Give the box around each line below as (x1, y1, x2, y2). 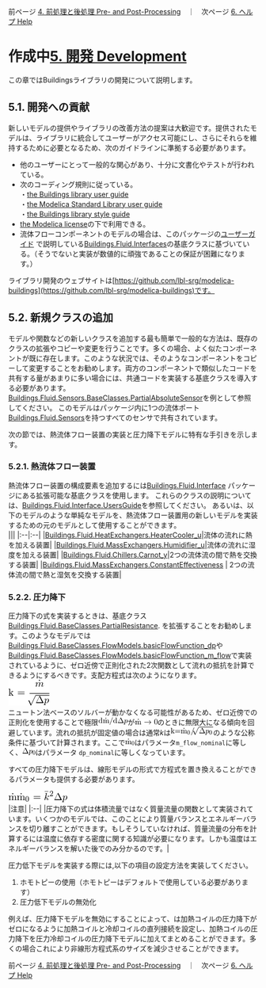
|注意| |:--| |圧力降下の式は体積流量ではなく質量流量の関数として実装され (8, 804, 247, 814)
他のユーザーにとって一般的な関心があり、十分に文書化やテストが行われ (19, 159, 255, 169)
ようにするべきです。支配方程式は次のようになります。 (21, 670, 202, 680)
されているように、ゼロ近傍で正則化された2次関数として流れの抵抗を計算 (8, 661, 248, 670)
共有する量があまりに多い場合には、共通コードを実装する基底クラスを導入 (8, 373, 251, 383)
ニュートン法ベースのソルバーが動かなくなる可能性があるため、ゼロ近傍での (8, 708, 258, 717)
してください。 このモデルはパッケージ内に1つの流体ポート (8, 402, 200, 412)
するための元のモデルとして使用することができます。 (8, 520, 181, 529)
